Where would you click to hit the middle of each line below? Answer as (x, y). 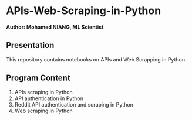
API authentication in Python (49, 98)
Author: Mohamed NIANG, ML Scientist (55, 27)
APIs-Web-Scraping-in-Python (84, 11)
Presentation (30, 45)
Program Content (38, 78)
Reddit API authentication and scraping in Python (74, 104)
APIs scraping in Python (43, 92)
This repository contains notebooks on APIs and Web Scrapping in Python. (96, 59)
